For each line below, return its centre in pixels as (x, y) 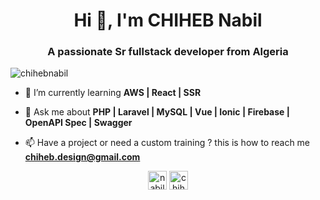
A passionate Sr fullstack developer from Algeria (168, 52)
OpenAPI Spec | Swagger (78, 123)
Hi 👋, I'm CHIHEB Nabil (168, 20)
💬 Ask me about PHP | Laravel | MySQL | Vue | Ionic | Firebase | (157, 112)
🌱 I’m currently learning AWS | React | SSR (113, 93)
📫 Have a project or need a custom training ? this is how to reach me (167, 143)
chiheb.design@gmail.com (82, 157)
